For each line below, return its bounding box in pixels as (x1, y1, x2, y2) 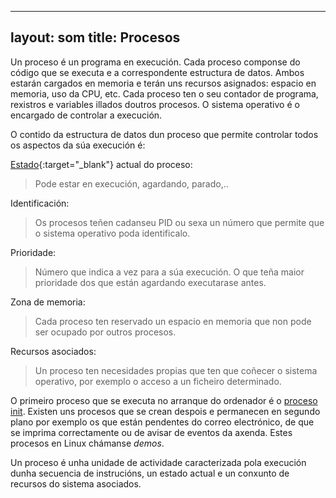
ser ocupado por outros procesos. (34, 326, 177, 338)
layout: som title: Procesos (10, 29, 181, 46)
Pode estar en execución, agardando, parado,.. (34, 177, 229, 190)
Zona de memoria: (10, 296, 86, 308)
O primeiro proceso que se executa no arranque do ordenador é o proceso (10, 394, 318, 406)
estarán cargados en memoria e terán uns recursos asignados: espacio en (10, 77, 317, 89)
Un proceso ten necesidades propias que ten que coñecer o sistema (34, 364, 318, 376)
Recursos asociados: (10, 345, 97, 357)
